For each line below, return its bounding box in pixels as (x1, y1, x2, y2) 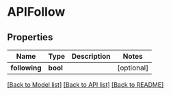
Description (71, 52, 111, 61)
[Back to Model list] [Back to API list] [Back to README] (7, 81, 164, 89)
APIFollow (7, 4, 66, 20)
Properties (7, 31, 53, 43)
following (10, 63, 42, 72)
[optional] (117, 63, 149, 72)
